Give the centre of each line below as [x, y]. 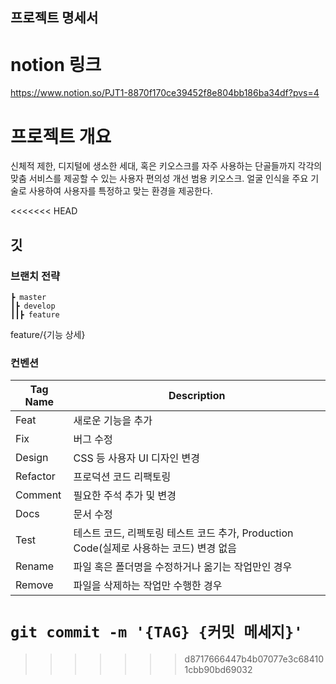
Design [32, 458]
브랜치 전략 [35, 276]
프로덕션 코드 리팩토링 [122, 477]
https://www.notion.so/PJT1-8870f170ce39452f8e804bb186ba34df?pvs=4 [165, 93]
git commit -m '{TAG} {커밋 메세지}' [156, 632]
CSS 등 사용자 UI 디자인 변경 [136, 458]
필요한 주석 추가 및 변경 [125, 496]
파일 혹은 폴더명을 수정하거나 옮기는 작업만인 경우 [183, 567]
